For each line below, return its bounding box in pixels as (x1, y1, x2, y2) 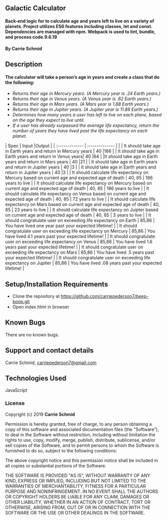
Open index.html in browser (12, 303, 70, 310)
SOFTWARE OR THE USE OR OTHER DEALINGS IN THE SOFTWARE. (5, 509, 145, 515)
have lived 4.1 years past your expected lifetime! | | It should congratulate (5, 233, 156, 240)
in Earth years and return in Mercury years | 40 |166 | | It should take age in (5, 148, 160, 154)
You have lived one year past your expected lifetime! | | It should (5, 223, 137, 229)
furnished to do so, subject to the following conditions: (5, 447, 117, 453)
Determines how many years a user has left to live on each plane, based (12, 112, 162, 118)
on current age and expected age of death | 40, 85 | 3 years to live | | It (5, 212, 151, 218)
